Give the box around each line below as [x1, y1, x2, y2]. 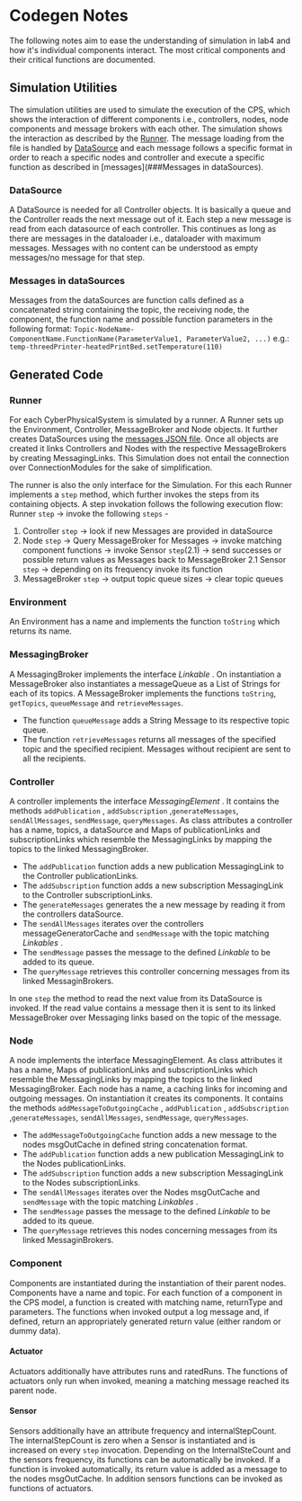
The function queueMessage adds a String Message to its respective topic [22, 715, 290, 725]
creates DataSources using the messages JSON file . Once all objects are [9, 433, 280, 445]
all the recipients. [22, 752, 87, 764]
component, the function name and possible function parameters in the [9, 314, 273, 324]
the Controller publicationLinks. [22, 870, 139, 881]
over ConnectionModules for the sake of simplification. [9, 462, 213, 473]
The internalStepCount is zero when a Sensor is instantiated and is [9, 1434, 256, 1445]
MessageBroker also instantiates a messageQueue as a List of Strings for [9, 678, 280, 688]
